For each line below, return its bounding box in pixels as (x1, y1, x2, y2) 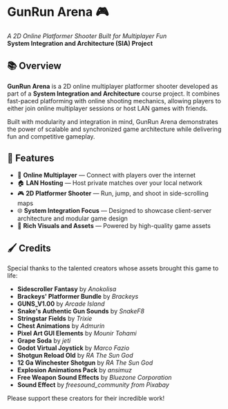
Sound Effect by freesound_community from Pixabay (17, 381, 169, 389)
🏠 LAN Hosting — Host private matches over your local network (17, 178, 202, 186)
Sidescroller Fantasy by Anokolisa (17, 285, 117, 293)
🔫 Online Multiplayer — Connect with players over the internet (17, 171, 196, 179)
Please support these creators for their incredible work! (7, 394, 165, 403)
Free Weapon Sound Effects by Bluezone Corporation (17, 374, 172, 382)
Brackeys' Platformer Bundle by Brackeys (17, 293, 139, 301)
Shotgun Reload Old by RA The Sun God (17, 351, 133, 360)
